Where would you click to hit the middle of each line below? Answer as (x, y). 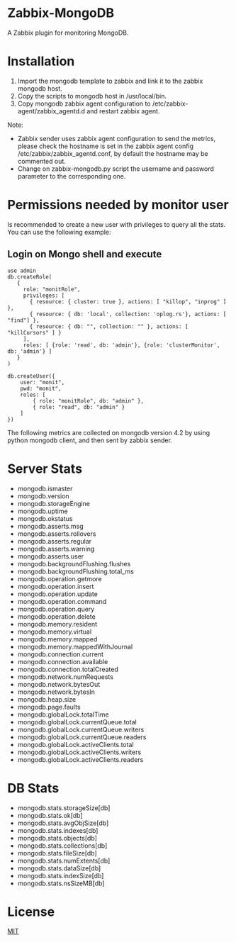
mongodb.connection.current (61, 654)
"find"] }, (23, 320)
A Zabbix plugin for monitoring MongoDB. (68, 33)
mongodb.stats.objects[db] (57, 838)
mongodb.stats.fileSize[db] (57, 853)
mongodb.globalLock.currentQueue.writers (81, 729)
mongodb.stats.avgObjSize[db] (63, 823)
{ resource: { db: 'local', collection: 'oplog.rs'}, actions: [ (128, 314)
